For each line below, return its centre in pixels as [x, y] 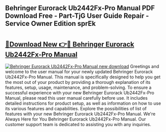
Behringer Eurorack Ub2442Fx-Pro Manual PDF [80, 8]
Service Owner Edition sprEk [50, 24]
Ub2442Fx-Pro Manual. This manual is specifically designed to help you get [83, 77]
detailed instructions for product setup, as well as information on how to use [83, 103]
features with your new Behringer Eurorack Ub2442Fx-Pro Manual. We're [80, 114]
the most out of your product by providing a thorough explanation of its [78, 82]
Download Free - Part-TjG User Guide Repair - [77, 16]
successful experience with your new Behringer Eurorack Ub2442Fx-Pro [80, 93]
